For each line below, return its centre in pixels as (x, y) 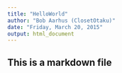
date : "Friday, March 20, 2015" (55, 27)
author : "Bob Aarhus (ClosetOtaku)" (61, 21)
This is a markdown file (60, 62)
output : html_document (41, 34)
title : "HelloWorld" (38, 14)
